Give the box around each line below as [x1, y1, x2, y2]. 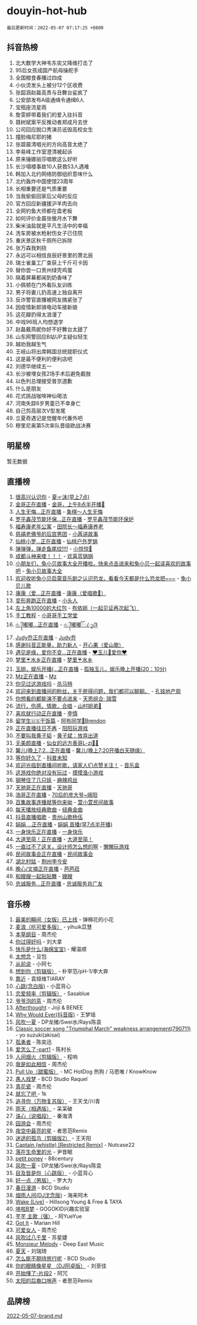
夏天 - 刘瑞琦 [15, 1247, 47, 1255]
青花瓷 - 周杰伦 [15, 1083, 52, 1090]
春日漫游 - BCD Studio [15, 1184, 70, 1191]
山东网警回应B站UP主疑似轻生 [15, 333, 88, 340]
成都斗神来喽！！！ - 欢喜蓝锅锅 [15, 552, 94, 560]
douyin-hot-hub [6, 4, 87, 18]
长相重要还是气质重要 [15, 185, 67, 192]
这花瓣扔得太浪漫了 [15, 311, 63, 318]
